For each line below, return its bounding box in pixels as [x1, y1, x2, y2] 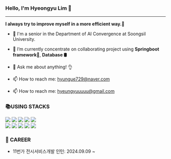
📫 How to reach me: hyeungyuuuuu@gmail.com [12, 88, 115, 94]
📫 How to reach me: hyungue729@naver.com [12, 76, 110, 82]
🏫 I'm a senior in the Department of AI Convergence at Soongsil [12, 31, 146, 37]
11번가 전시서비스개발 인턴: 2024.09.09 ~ [12, 148, 96, 154]
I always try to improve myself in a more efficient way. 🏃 [5, 21, 125, 27]
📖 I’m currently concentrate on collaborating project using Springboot [12, 46, 159, 52]
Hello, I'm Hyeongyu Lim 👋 [5, 5, 72, 12]
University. [12, 36, 36, 42]
